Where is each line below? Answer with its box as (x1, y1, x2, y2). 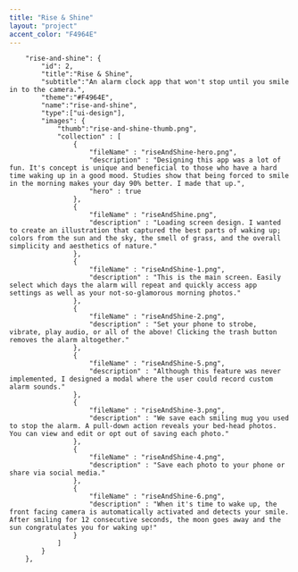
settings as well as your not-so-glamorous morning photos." (9, 289, 242, 298)
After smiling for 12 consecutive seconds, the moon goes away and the (9, 516, 281, 525)
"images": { (41, 117, 87, 126)
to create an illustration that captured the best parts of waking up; (9, 226, 281, 235)
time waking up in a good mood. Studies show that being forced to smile (9, 172, 290, 181)
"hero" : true (88, 187, 142, 197)
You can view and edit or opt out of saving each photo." (9, 430, 229, 439)
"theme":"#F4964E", (41, 93, 114, 103)
